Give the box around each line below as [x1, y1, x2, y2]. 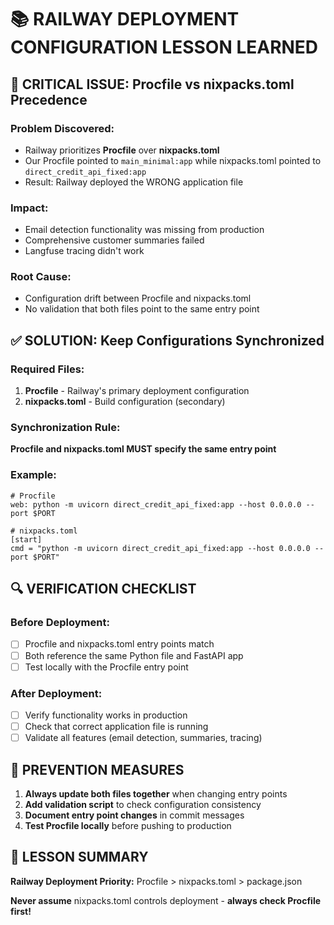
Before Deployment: [10, 616, 110, 630]
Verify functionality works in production [24, 709, 188, 721]
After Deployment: [10, 686, 103, 700]
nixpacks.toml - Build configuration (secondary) [24, 396, 226, 408]
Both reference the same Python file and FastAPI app [24, 649, 244, 661]
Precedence [10, 91, 88, 108]
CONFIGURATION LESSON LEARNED [10, 36, 319, 59]
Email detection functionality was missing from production [24, 224, 265, 236]
